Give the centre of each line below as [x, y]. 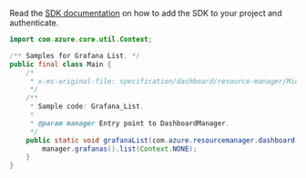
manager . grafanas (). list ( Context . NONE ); [120, 149]
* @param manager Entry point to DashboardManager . [130, 123]
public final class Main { [61, 64]
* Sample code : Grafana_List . [87, 107]
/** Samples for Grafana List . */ [75, 55]
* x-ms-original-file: [73, 81]
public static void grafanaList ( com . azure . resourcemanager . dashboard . [163, 140]
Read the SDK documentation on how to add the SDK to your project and [146, 13]
